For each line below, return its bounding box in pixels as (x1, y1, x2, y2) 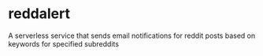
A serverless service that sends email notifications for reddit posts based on (8, 31, 256, 40)
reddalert (8, 5, 71, 23)
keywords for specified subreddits (8, 39, 120, 48)
